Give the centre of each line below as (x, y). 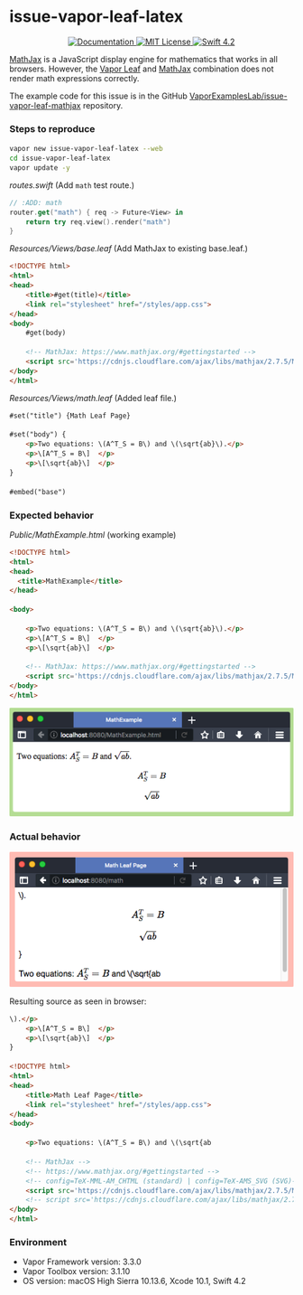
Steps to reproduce (52, 128)
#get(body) (46, 333)
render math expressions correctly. (74, 78)
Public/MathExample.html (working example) (93, 534)
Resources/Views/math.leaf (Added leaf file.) (93, 398)
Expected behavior (52, 515)
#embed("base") (38, 492)
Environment (38, 1242)
